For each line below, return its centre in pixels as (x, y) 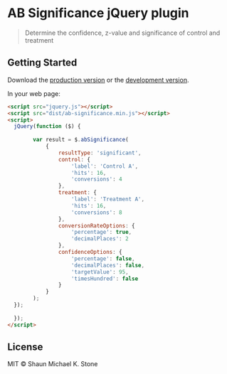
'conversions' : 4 (96, 179)
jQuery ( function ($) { (47, 127)
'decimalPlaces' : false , (107, 265)
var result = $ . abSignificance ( (81, 140)
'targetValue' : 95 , (100, 272)
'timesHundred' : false (105, 279)
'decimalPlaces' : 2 (100, 239)
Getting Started (42, 63)
